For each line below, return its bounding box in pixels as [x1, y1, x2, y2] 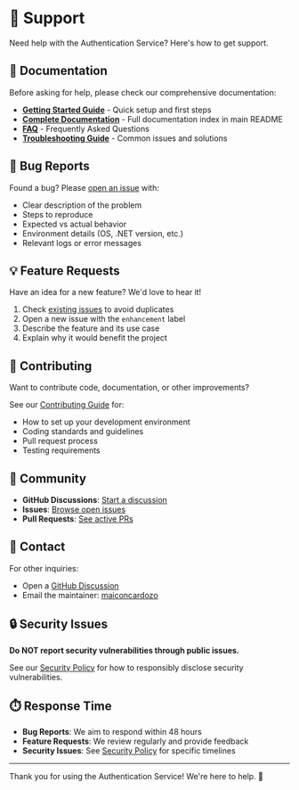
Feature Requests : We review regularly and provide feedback [21, 736, 249, 747]
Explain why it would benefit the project [21, 333, 167, 343]
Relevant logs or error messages [21, 237, 142, 248]
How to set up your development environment [21, 416, 191, 427]
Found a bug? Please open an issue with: [9, 182, 160, 193]
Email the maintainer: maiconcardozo [21, 589, 158, 600]
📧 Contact [9, 539, 66, 555]
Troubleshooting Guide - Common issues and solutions [21, 133, 228, 144]
